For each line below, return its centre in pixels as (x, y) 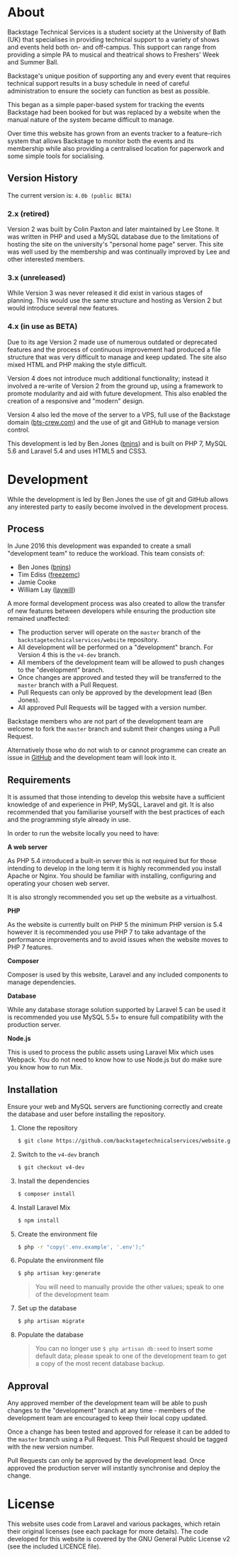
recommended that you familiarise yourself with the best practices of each (116, 812)
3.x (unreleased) (36, 277)
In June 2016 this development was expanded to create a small (99, 546)
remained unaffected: (39, 619)
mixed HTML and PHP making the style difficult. (77, 364)
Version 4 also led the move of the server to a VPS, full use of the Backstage (119, 415)
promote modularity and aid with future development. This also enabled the (117, 393)
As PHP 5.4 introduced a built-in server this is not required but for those (112, 861)
